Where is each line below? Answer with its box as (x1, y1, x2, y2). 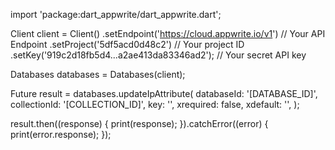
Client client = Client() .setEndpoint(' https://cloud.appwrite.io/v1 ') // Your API (10, 28, 326, 39)
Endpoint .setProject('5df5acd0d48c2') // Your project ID (10, 39, 245, 50)
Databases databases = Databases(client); (10, 69, 186, 80)
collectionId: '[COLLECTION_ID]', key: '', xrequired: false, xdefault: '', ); (10, 99, 300, 110)
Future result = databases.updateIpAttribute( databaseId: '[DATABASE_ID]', (10, 88, 318, 99)
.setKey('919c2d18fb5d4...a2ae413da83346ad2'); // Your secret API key (10, 49, 307, 61)
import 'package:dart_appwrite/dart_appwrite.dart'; (10, 9, 222, 20)
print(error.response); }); (10, 129, 112, 140)
